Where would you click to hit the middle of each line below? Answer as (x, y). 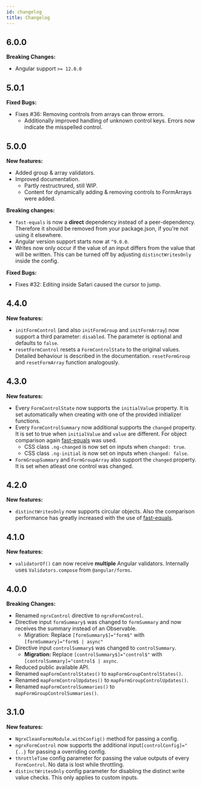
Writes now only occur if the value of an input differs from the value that (105, 248)
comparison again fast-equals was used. (66, 440)
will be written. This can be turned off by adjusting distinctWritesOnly (103, 254)
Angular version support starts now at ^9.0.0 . (72, 241)
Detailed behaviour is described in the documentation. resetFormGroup (103, 356)
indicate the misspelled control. (63, 127)
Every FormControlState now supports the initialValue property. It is (102, 407)
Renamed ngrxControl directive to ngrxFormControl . (79, 615)
